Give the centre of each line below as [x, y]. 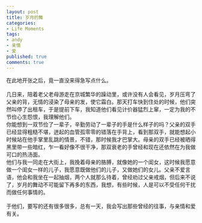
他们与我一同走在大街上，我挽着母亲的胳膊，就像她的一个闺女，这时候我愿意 [101, 162]
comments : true [25, 62]
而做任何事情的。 [27, 192]
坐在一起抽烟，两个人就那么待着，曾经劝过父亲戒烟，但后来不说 [117, 177]
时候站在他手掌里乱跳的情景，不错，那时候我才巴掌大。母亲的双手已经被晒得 [101, 139]
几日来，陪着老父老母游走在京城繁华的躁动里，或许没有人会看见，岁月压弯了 [101, 94]
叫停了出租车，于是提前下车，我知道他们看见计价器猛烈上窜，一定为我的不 [103, 109]
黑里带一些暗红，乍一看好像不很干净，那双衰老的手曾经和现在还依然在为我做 [101, 147]
